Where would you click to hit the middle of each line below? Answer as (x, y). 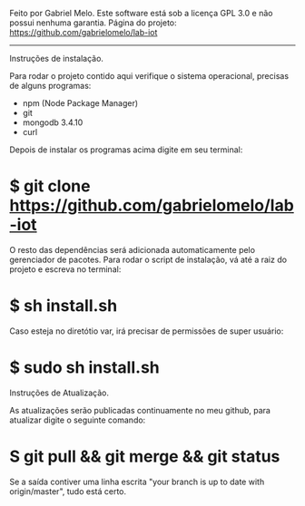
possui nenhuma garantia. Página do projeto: (93, 23)
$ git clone (50, 186)
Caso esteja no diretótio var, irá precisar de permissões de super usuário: (147, 331)
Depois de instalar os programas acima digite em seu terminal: (126, 150)
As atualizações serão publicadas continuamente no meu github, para (140, 410)
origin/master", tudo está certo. (68, 491)
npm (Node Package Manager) (80, 103)
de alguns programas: (50, 86)
